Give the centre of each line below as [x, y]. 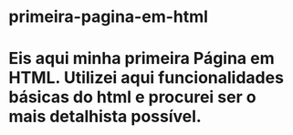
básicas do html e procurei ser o [132, 97]
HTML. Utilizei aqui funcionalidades [146, 78]
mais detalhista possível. [105, 117]
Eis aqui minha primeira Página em [141, 59]
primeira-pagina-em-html [109, 17]
